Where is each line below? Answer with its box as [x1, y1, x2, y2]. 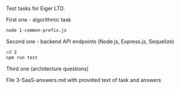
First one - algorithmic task [6, 16, 72, 23]
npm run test [6, 55, 38, 60]
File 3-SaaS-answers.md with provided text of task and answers [6, 76, 161, 83]
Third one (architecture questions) [6, 65, 89, 72]
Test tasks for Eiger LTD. [6, 5, 66, 12]
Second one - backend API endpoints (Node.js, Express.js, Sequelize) [6, 38, 175, 45]
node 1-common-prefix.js [6, 27, 67, 33]
